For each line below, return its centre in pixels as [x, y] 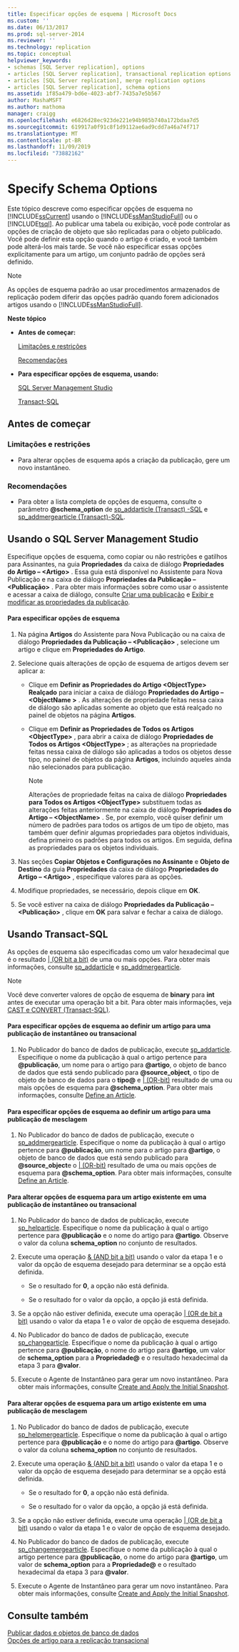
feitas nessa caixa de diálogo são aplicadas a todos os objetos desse [130, 752]
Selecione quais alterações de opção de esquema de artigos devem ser [123, 663]
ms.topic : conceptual [40, 54]
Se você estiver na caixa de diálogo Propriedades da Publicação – [116, 904]
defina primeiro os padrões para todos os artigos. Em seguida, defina [130, 840]
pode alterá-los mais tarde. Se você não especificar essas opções [105, 247]
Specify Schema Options [83, 189]
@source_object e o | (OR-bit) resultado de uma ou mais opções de [117, 1165]
